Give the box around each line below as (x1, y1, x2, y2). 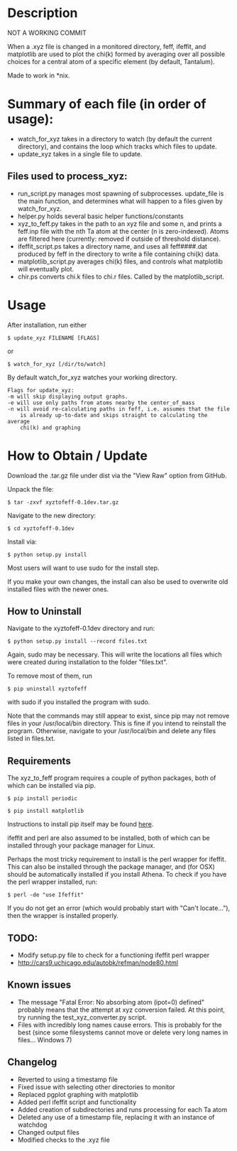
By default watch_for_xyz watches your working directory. (7, 373, 177, 382)
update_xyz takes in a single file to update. (17, 149, 143, 158)
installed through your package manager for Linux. (7, 841, 155, 850)
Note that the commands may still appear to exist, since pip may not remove (7, 712, 230, 720)
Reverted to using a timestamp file (17, 1075, 118, 1084)
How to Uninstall (7, 605, 82, 617)
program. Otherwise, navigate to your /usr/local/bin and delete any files (7, 727, 216, 735)
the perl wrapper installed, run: (7, 877, 98, 886)
